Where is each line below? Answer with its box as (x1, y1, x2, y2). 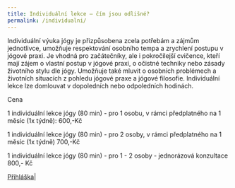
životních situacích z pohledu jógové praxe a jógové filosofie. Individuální (7, 74, 220, 82)
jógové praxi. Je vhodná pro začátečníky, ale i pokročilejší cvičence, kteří (7, 51, 220, 60)
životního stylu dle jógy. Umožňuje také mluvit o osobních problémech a (7, 66, 217, 75)
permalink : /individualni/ (7, 17, 87, 24)
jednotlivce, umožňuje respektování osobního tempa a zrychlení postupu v (7, 44, 224, 52)
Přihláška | (7, 172, 37, 181)
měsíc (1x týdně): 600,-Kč (7, 116, 83, 124)
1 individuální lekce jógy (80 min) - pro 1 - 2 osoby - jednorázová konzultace (7, 151, 228, 160)
